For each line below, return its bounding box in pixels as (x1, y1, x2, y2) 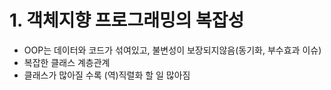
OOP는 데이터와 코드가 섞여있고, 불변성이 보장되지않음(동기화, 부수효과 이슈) (23, 44, 322, 56)
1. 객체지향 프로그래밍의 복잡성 (9, 9, 245, 32)
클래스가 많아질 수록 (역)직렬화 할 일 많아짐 (23, 69, 191, 81)
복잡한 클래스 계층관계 (23, 56, 111, 68)
